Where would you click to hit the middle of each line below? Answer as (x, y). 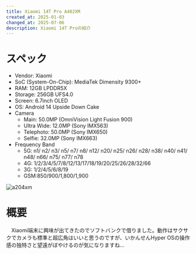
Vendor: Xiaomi (33, 76)
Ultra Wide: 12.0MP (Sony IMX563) (66, 126)
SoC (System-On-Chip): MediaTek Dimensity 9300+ (78, 82)
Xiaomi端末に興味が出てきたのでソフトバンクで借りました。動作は (92, 230)
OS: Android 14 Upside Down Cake (57, 107)
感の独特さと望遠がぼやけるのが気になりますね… (66, 245)
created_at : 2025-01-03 (35, 17)
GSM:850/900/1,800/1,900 (56, 176)
